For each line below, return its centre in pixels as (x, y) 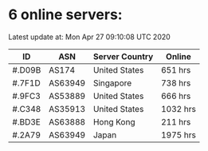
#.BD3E (27, 121)
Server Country (123, 56)
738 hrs (176, 83)
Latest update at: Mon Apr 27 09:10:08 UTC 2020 (90, 37)
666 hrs (176, 96)
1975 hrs (179, 135)
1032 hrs (179, 109)
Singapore (112, 83)
